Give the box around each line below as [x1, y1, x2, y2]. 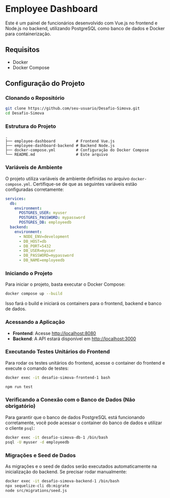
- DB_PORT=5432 [18, 243, 51, 248]
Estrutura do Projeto [5, 123, 56, 130]
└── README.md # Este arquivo [5, 152, 108, 157]
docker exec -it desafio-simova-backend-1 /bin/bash [5, 478, 120, 484]
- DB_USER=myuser [18, 248, 56, 254]
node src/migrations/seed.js [5, 488, 67, 493]
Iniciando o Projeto [5, 269, 53, 276]
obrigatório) [5, 403, 36, 410]
